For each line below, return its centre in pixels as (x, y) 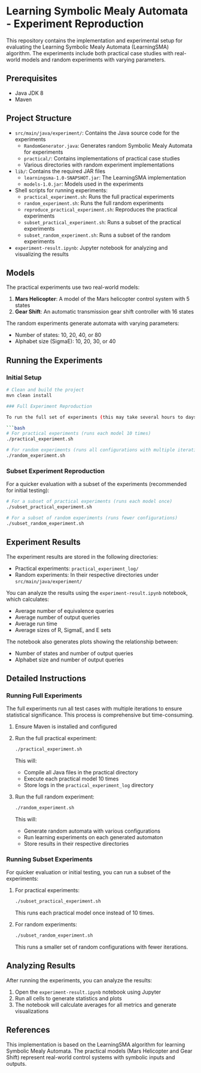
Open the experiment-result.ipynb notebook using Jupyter (88, 992)
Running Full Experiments (44, 695)
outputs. (16, 1063)
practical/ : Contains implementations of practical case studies (102, 158)
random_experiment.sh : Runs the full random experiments (94, 203)
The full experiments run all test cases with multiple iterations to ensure (94, 709)
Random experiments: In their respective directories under (86, 574)
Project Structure (39, 118)
